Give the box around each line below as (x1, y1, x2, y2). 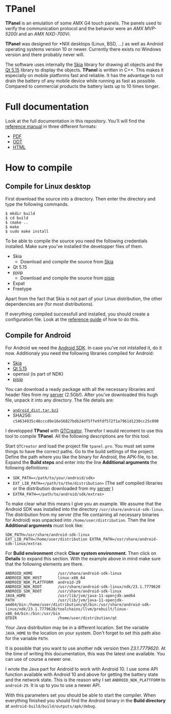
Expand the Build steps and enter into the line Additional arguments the (5, 459, 158, 465)
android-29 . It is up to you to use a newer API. (5, 682, 101, 688)
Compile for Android (5, 331, 71, 340)
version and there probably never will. (5, 52, 85, 58)
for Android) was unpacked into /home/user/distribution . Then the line (5, 516, 155, 523)
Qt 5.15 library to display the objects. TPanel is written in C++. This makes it (5, 67, 164, 73)
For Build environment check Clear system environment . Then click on (5, 550, 157, 556)
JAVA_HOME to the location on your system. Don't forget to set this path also (5, 630, 161, 636)
